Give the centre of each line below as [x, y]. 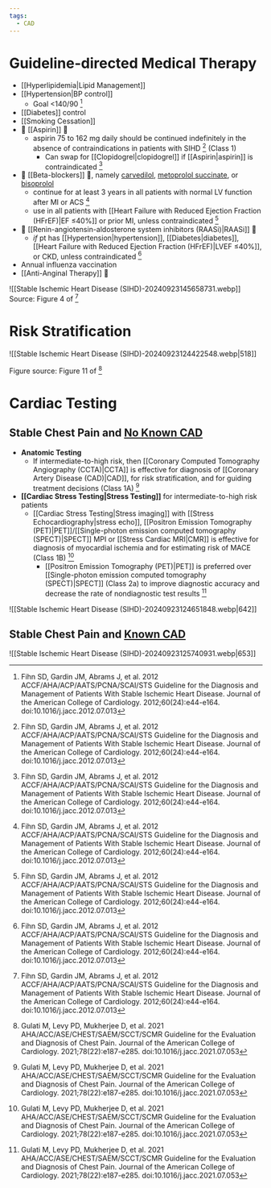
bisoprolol [37, 184]
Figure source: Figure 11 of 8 [56, 370]
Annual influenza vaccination [69, 265]
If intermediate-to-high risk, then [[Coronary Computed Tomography [146, 461]
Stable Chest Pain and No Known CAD [106, 433]
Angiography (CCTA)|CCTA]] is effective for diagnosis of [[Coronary [146, 469]
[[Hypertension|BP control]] [67, 94]
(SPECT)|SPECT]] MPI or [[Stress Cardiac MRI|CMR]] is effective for [146, 539]
